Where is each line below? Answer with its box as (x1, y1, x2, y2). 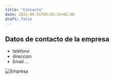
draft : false (5, 16, 32, 21)
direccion (12, 53, 32, 60)
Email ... (12, 59, 29, 65)
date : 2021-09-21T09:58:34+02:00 (5, 12, 75, 17)
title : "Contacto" (5, 7, 43, 12)
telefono (12, 48, 30, 54)
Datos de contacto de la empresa (5, 35, 110, 43)
